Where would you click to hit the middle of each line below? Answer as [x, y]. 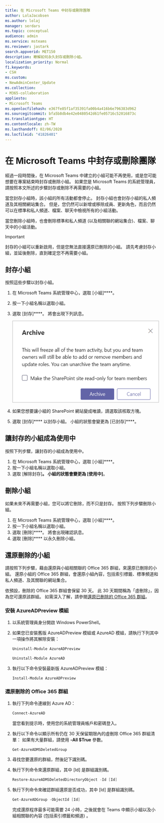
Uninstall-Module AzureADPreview [46, 649]
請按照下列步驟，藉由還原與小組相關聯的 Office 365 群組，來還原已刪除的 [79, 568]
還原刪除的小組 [28, 556]
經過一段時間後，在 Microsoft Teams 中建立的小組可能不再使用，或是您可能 [81, 175]
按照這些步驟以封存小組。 [31, 282]
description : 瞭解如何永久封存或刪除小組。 [45, 57]
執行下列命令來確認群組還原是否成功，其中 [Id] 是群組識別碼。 [75, 790]
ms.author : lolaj [23, 21]
